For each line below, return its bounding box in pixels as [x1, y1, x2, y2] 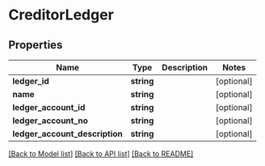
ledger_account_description [12, 128, 124, 139]
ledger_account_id [12, 102, 86, 113]
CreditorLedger [8, 6, 115, 24]
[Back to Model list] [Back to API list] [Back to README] [8, 149, 194, 159]
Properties [8, 38, 63, 52]
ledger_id [12, 75, 50, 87]
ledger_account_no [12, 115, 89, 126]
